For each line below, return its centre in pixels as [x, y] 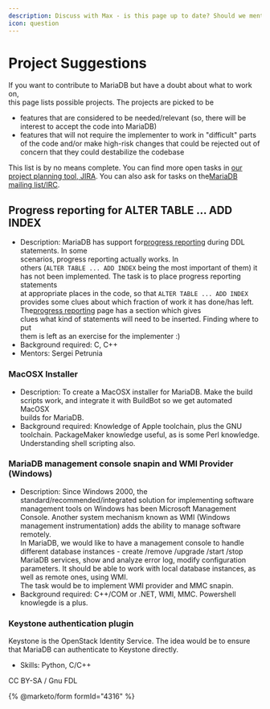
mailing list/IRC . [34, 185]
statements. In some [53, 251]
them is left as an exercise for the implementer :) [100, 336]
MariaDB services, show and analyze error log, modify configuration [133, 559]
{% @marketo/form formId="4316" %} [72, 696]
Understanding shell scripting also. [78, 443]
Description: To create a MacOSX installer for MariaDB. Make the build [136, 392]
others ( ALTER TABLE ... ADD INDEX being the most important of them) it [139, 268]
